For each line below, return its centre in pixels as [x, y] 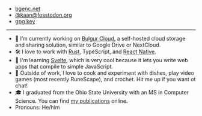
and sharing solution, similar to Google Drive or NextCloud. [88, 45]
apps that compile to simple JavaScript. [64, 66]
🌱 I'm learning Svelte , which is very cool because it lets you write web [101, 60]
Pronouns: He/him [37, 107]
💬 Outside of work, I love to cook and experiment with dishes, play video [104, 73]
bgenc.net [28, 9]
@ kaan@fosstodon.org [43, 15]
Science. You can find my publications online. [71, 101]
